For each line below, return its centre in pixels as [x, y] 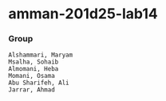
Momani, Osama [32, 76]
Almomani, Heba [34, 69]
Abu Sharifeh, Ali [39, 83]
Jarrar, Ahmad [32, 90]
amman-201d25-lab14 [83, 14]
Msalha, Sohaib [34, 62]
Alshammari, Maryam [41, 55]
